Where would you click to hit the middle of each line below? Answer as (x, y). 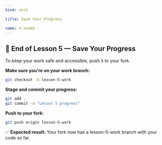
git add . (16, 99)
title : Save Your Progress (34, 19)
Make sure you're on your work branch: (48, 71)
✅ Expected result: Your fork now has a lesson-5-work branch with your (81, 132)
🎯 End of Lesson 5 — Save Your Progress (70, 49)
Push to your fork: (25, 113)
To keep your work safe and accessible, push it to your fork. (68, 61)
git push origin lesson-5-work (38, 122)
